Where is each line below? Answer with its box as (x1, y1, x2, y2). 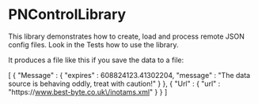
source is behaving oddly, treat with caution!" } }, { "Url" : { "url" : (8, 79, 221, 88)
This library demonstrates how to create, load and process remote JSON (8, 32, 245, 41)
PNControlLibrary (8, 6, 127, 24)
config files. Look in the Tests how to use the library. (8, 39, 179, 49)
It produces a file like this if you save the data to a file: (8, 55, 184, 65)
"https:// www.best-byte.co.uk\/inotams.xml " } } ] (8, 87, 168, 96)
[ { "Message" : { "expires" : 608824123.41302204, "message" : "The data (8, 70, 251, 80)
